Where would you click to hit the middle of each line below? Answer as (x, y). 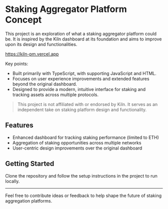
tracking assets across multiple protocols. (55, 94)
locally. (12, 181)
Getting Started (30, 164)
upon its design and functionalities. (41, 44)
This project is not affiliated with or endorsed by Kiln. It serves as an (87, 104)
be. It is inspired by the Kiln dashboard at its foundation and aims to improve (83, 39)
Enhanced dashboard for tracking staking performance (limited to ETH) (85, 137)
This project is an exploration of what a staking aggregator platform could (81, 33)
